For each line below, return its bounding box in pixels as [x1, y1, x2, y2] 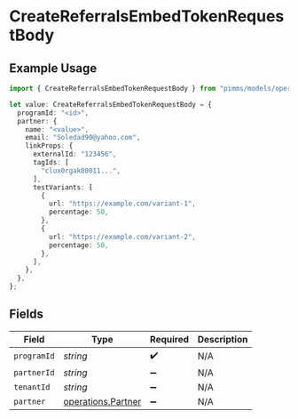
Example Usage [9, 60, 98, 76]
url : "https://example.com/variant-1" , [48, 199, 197, 208]
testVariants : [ [32, 182, 93, 192]
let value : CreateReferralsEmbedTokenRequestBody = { [9, 100, 213, 109]
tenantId [13, 382, 51, 392]
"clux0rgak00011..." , [41, 166, 122, 175]
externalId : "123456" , [32, 149, 117, 159]
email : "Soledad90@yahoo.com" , [25, 133, 141, 142]
